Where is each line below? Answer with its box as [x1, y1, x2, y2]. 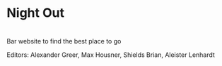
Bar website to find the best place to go [6, 37, 122, 46]
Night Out [6, 5, 65, 21]
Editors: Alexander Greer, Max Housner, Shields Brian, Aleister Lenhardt [6, 51, 215, 59]
